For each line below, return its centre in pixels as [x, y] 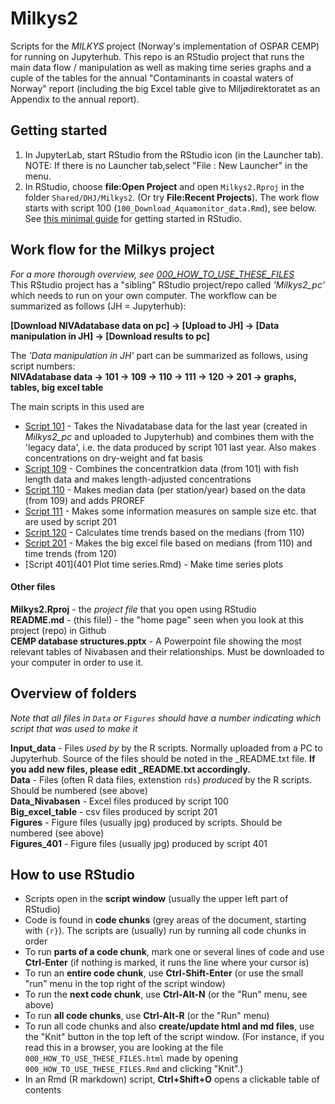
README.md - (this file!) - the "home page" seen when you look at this [157, 619]
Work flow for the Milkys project [112, 250]
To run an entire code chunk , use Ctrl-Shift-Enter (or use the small [164, 973]
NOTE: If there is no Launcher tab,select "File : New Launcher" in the [166, 165]
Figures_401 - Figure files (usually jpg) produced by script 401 [139, 843]
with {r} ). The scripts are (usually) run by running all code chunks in [165, 931]
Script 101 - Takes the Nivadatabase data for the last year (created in [166, 426]
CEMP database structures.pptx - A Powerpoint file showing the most [156, 641]
